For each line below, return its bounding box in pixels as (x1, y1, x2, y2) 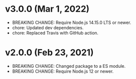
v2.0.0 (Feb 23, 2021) (5, 47, 94, 58)
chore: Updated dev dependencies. (12, 24, 84, 30)
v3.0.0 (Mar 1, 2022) (5, 3, 90, 15)
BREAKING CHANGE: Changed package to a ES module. (12, 63, 126, 69)
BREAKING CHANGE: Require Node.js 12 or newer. (12, 68, 114, 74)
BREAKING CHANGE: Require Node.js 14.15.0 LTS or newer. (12, 20, 131, 25)
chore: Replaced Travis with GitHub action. (12, 30, 99, 36)
